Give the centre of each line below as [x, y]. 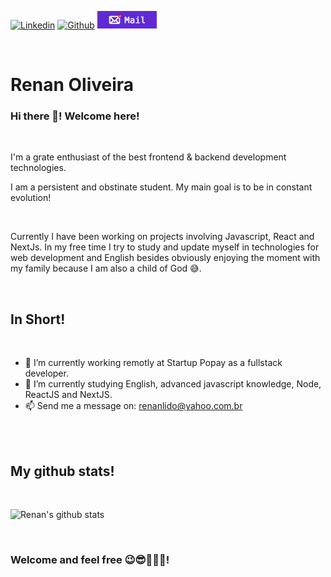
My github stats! [62, 471]
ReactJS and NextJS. [68, 395]
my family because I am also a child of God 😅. [106, 268]
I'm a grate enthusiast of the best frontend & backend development [148, 157]
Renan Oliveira [72, 85]
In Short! [38, 319]
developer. [46, 373]
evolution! [31, 198]
